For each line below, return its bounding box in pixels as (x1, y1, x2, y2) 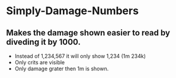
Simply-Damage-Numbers (6, 4, 139, 18)
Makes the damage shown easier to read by (6, 28, 171, 38)
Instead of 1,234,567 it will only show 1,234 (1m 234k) (14, 53, 146, 60)
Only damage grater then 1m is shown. (14, 65, 109, 72)
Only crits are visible (14, 59, 65, 66)
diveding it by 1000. (6, 37, 81, 47)
